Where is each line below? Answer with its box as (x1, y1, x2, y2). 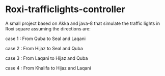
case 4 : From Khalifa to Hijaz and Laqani (5, 65, 92, 71)
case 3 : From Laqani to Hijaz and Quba (5, 55, 88, 61)
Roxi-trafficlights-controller (5, 4, 126, 15)
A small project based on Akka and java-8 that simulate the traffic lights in (5, 20, 160, 26)
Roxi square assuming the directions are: (5, 25, 91, 31)
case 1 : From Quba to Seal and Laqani (5, 35, 86, 42)
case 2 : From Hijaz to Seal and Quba (5, 45, 83, 51)
